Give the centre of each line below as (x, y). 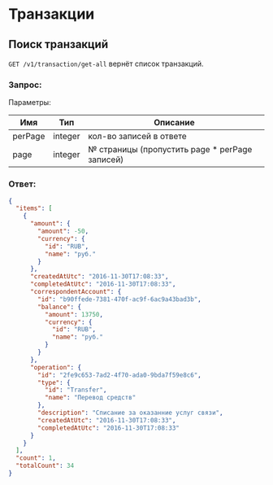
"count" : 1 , (36, 458)
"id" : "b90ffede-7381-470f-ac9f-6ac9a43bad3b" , (119, 299)
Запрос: (25, 85)
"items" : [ (34, 208)
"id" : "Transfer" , (76, 390)
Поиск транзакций (58, 44)
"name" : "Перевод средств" (90, 398)
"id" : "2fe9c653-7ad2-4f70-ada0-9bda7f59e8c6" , (119, 375)
